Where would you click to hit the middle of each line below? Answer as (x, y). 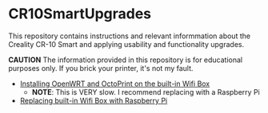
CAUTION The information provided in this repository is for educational (125, 60)
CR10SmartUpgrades (80, 14)
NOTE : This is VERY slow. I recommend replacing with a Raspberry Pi (146, 92)
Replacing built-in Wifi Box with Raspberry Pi (94, 100)
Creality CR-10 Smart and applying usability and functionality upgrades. (126, 44)
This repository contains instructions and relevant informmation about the (129, 36)
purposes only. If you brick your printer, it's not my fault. (101, 68)
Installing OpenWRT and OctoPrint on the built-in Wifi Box (115, 84)
